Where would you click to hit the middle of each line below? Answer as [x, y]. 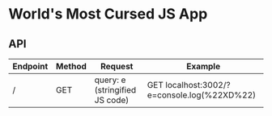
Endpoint [30, 66]
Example [203, 66]
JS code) [112, 100]
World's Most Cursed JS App [108, 14]
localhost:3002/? [198, 85]
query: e [110, 80]
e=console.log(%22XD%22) [202, 95]
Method [71, 66]
